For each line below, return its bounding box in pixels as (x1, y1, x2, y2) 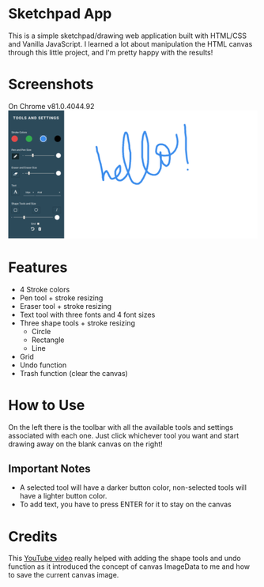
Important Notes (8, 462, 91, 476)
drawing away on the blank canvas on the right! (8, 439, 164, 449)
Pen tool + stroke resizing (19, 293, 104, 303)
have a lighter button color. (19, 491, 107, 501)
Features (8, 258, 68, 277)
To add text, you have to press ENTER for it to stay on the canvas (19, 499, 232, 510)
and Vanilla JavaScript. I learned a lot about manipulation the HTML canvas (8, 39, 253, 48)
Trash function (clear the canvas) (19, 368, 128, 378)
